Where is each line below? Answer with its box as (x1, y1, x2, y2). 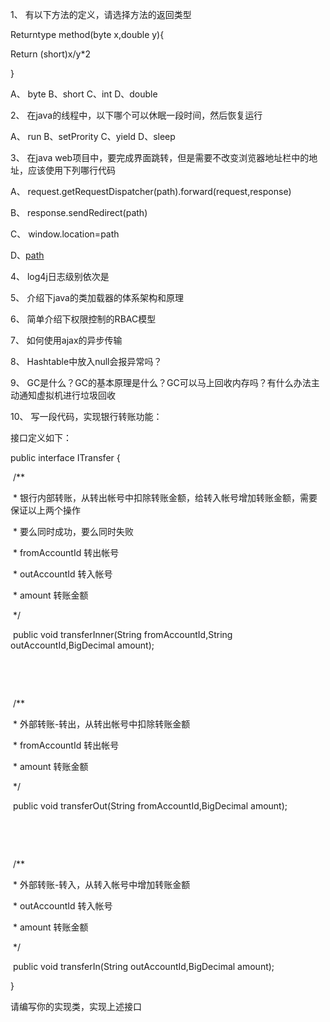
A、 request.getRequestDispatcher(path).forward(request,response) (10, 186, 292, 197)
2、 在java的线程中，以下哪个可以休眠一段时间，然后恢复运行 (10, 109, 263, 121)
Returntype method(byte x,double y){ (10, 29, 165, 40)
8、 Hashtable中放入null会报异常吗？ (10, 356, 163, 367)
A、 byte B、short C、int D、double (10, 88, 158, 100)
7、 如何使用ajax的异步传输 (10, 334, 123, 346)
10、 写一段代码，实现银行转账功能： (10, 411, 163, 422)
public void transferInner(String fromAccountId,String (12, 629, 233, 640)
